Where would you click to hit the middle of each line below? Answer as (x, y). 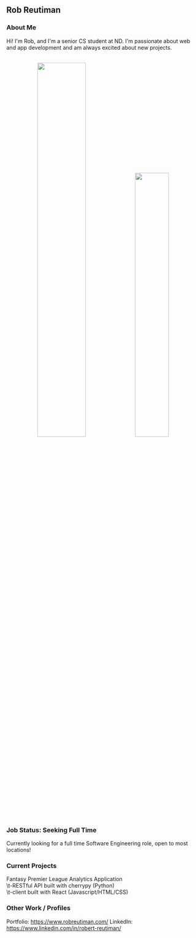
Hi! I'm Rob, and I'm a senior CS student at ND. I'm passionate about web (98, 41)
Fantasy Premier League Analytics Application (64, 879)
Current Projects (32, 866)
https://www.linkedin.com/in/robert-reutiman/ (64, 928)
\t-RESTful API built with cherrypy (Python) (61, 886)
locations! (19, 850)
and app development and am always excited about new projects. (89, 47)
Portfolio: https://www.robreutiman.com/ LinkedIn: (70, 921)
